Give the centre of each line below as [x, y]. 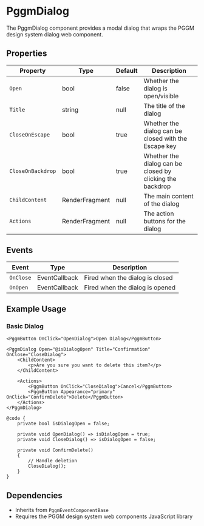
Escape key [160, 146]
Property [33, 70]
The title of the [164, 106]
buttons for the [165, 221]
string [70, 109]
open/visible [161, 96]
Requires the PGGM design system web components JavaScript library [104, 516]
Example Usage [36, 309]
